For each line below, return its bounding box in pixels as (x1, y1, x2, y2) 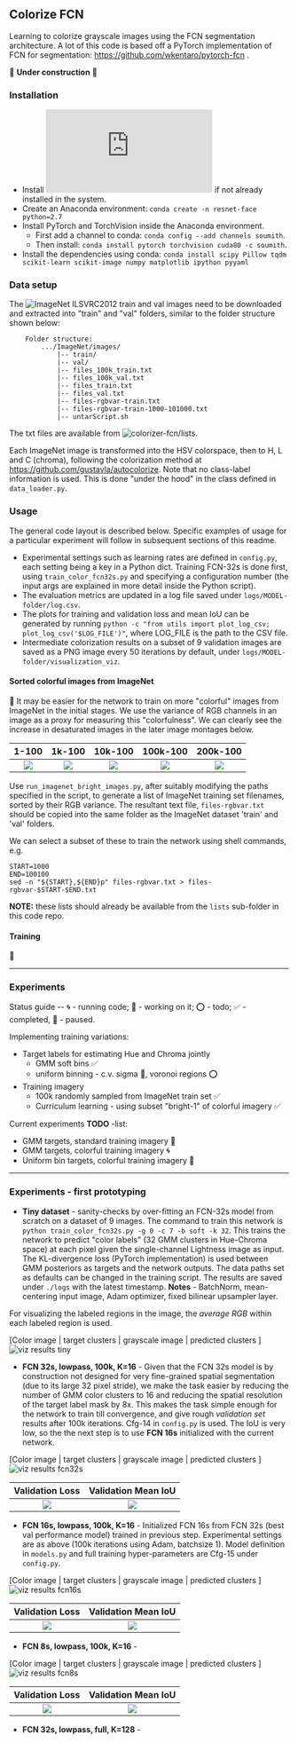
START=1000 (9, 862, 50, 871)
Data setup (9, 279, 58, 291)
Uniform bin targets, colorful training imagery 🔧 (21, 1155, 195, 1166)
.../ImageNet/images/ (41, 343, 122, 351)
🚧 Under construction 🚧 (9, 67, 98, 77)
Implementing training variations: (9, 1031, 129, 1042)
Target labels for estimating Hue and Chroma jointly (21, 1049, 211, 1060)
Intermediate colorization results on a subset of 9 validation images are (21, 636, 282, 647)
